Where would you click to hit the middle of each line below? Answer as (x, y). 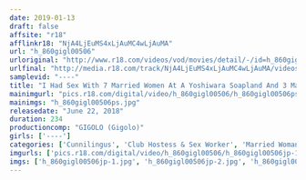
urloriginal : (34, 60)
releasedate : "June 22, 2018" (67, 111)
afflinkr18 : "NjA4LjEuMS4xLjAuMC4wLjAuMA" (91, 43)
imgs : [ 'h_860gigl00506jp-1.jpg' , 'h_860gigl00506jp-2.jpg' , (128, 161)
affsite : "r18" (38, 35)
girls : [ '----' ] (40, 136)
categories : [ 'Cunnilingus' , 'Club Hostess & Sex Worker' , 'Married (142, 145)
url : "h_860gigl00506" (52, 52)
